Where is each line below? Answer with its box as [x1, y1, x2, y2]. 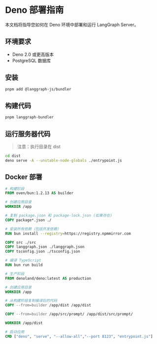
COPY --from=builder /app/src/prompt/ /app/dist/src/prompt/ [5, 312, 133, 317]
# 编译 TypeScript [5, 258, 41, 263]
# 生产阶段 [5, 271, 25, 276]
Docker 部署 [5, 173, 43, 181]
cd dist [5, 153, 21, 158]
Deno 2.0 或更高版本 [12, 51, 54, 57]
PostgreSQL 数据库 [12, 57, 51, 63]
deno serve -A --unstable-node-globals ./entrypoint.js [5, 158, 122, 163]
